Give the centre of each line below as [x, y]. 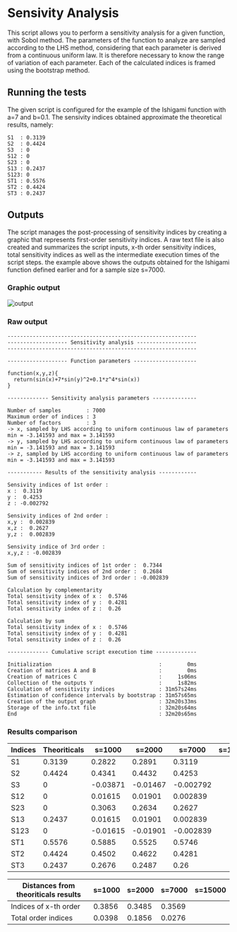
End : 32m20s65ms [102, 714]
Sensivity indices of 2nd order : [58, 516]
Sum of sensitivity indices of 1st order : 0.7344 [85, 565]
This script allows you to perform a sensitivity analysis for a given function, [116, 33]
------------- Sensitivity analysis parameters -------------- [102, 398]
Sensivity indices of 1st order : [58, 485]
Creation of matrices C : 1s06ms [102, 677]
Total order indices [42, 918]
